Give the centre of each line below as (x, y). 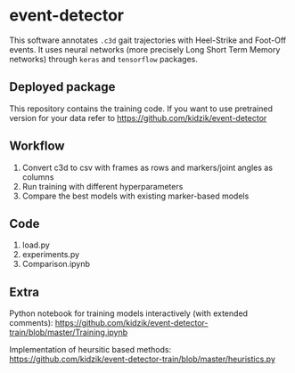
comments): (31, 323)
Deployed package (62, 87)
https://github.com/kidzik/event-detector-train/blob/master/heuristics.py (143, 359)
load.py (36, 245)
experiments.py (51, 255)
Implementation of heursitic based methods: (90, 350)
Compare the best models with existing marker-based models (135, 196)
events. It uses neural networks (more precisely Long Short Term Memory (145, 49)
